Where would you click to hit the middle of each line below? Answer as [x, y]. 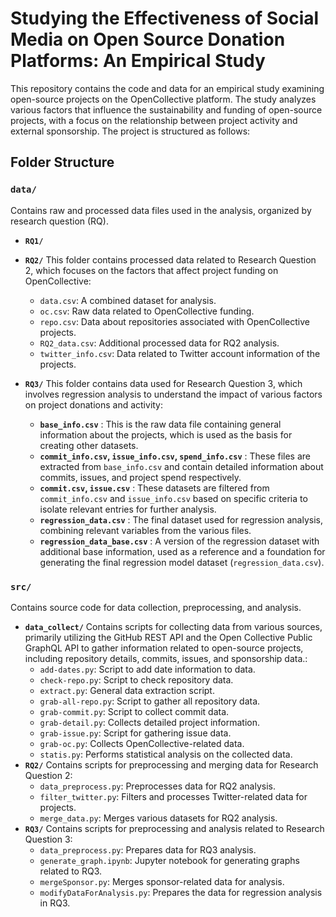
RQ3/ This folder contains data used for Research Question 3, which [163, 383]
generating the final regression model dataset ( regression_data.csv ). [182, 562]
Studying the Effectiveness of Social [165, 18]
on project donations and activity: [94, 404]
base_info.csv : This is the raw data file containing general [160, 424]
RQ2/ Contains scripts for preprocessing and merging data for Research [171, 764]
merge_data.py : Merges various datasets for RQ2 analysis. [158, 818]
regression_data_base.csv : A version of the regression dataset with [179, 541]
